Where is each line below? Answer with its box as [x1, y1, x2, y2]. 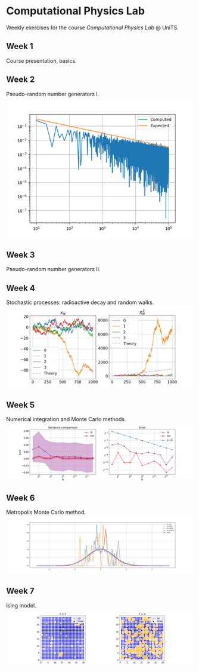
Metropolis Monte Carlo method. [6, 509, 86, 516]
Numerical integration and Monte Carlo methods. [6, 415, 126, 422]
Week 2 [6, 75, 35, 85]
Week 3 [6, 250, 35, 260]
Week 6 [6, 493, 35, 503]
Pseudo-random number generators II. [6, 266, 101, 273]
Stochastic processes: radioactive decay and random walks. [6, 299, 154, 306]
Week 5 [6, 400, 35, 410]
